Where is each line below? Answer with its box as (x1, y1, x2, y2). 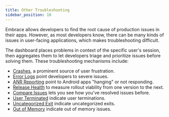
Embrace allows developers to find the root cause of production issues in (5, 26, 160, 32)
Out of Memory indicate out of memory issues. (12, 106, 112, 112)
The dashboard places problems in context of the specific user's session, (5, 47, 160, 53)
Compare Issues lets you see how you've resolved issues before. (12, 89, 150, 96)
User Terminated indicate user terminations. (12, 95, 106, 101)
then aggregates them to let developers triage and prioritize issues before (5, 52, 161, 59)
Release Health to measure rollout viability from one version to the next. (12, 84, 164, 90)
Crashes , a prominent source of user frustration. (12, 67, 115, 74)
